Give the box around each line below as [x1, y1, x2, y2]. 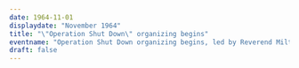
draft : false [9, 46, 58, 55]
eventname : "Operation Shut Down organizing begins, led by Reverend [9, 37, 273, 47]
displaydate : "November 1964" [9, 21, 122, 30]
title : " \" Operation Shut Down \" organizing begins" [9, 29, 209, 38]
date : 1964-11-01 [9, 12, 74, 22]
